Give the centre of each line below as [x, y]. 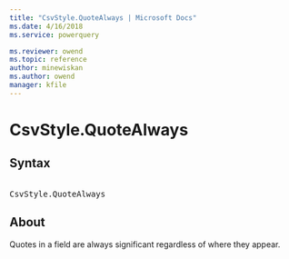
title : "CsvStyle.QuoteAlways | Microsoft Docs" [103, 18]
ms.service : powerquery [55, 35]
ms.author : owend [42, 77]
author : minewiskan [46, 68]
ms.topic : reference [49, 60]
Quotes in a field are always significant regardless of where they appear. [145, 244]
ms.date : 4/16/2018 [46, 26]
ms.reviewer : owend [46, 51]
